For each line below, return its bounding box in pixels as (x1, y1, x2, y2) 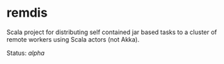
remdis (6, 5, 48, 21)
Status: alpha (6, 49, 45, 57)
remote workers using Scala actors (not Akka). (6, 35, 140, 43)
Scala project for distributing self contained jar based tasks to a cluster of (6, 28, 217, 36)
